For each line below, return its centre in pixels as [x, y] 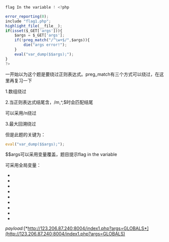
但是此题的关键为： [25, 134]
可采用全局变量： [23, 165]
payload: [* [17, 228]
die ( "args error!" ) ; [45, 45]
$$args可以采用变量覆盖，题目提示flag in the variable [61, 155]
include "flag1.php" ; [28, 21]
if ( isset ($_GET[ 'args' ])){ [34, 31]
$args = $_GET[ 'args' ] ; [40, 36]
